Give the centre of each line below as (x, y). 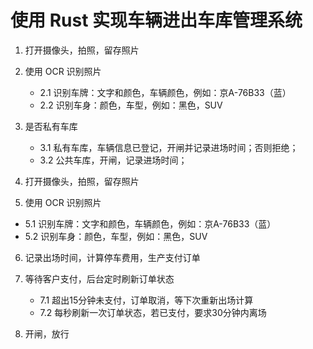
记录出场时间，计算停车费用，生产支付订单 (112, 257)
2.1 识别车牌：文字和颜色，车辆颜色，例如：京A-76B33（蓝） (165, 92)
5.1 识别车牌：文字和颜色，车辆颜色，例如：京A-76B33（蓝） (150, 223)
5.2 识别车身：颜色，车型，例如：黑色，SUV (116, 236)
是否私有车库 (51, 126)
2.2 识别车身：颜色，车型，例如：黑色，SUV (131, 105)
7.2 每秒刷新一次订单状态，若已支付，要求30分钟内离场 (153, 312)
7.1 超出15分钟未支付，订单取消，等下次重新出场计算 (146, 300)
